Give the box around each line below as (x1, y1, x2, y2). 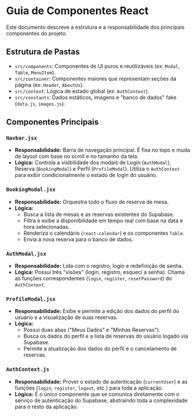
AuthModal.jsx (6, 250, 46, 257)
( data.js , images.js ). (14, 100, 66, 107)
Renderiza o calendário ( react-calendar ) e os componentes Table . (23, 229, 184, 237)
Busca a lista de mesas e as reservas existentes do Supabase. (23, 211, 175, 218)
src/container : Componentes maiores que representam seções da (14, 75, 177, 82)
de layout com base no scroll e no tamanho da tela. (14, 153, 139, 160)
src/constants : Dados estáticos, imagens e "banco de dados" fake (14, 94, 177, 101)
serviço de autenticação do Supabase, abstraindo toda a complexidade (14, 397, 188, 404)
